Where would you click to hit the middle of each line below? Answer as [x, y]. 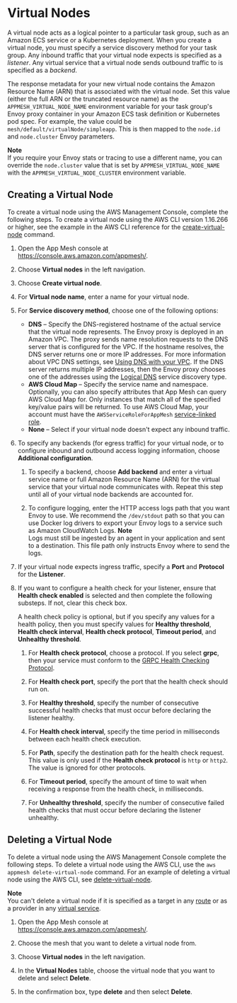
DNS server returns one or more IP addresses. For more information [127, 354]
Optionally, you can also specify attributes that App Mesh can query [127, 392]
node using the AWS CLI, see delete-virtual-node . [80, 879]
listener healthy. [51, 717]
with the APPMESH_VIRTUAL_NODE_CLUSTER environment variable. [97, 172]
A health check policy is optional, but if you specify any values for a [116, 616]
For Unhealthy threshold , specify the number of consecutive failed [126, 802]
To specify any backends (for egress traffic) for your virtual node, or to [121, 442]
